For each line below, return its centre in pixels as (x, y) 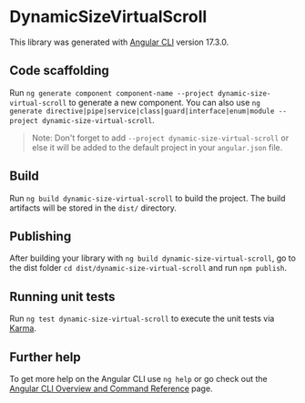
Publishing (41, 236)
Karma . (23, 328)
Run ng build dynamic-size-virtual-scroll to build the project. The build (147, 198)
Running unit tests (62, 297)
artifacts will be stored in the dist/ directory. (93, 208)
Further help (46, 357)
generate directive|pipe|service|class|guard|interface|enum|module (142, 111)
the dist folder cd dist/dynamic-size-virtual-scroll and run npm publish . (148, 268)
